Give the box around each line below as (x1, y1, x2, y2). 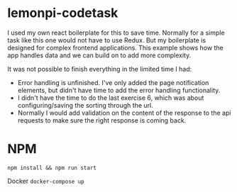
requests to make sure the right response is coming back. (17, 115, 187, 125)
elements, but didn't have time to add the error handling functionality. (17, 86, 221, 94)
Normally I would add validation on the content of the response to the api (17, 108, 231, 117)
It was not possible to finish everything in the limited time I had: (7, 64, 192, 73)
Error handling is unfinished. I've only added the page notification (17, 78, 209, 86)
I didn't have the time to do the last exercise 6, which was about (17, 94, 204, 102)
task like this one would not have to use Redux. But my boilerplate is (7, 35, 206, 44)
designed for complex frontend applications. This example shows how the (7, 43, 224, 52)
